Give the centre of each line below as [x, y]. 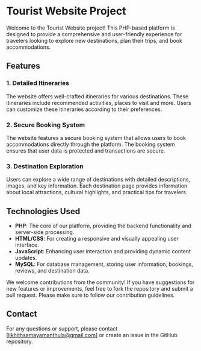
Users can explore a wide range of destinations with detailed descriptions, [98, 180]
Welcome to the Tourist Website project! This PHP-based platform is [91, 28]
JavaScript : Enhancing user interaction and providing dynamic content [103, 251]
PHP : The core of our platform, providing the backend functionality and [103, 226]
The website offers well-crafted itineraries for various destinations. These [97, 96]
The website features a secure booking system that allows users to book [96, 138]
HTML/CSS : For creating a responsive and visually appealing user [97, 239]
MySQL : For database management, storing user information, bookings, [104, 264]
